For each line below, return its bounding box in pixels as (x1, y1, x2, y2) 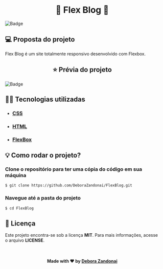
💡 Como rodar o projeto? (5, 151, 81, 159)
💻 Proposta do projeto (5, 35, 75, 44)
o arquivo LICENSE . (5, 237, 45, 244)
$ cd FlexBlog (5, 205, 34, 211)
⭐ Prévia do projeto (52, 66, 112, 74)
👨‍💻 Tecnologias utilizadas (5, 95, 86, 103)
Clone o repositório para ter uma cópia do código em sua (5, 166, 142, 173)
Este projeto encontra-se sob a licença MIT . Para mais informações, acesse (5, 232, 158, 238)
